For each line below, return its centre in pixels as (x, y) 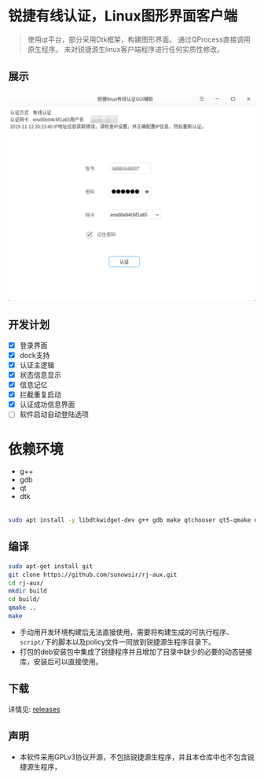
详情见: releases (34, 709)
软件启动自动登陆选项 (54, 415)
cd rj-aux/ (26, 583)
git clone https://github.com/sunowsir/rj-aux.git (93, 574)
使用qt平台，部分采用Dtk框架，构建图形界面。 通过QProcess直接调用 (139, 39)
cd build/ (24, 600)
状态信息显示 (40, 375)
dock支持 (35, 355)
